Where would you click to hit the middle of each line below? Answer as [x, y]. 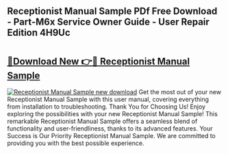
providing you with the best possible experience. [76, 143]
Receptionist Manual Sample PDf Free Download [112, 11]
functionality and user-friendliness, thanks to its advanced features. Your [110, 129]
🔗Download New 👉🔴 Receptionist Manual [99, 61]
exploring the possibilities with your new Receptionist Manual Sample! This [112, 114]
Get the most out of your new [180, 92]
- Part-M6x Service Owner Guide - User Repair [109, 22]
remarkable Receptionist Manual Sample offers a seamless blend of [102, 121]
